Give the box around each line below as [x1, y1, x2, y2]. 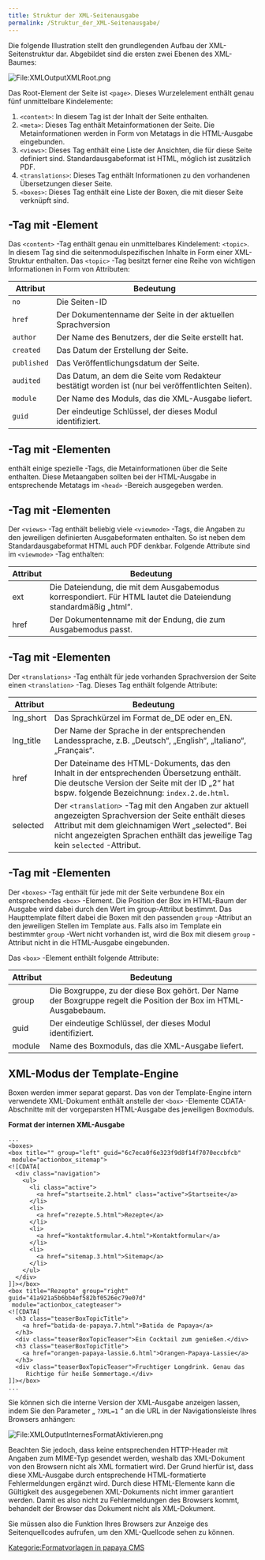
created [12, 346, 41, 355]
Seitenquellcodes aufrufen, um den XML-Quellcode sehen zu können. [8, 1528, 235, 1537]
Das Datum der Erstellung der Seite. [56, 345, 188, 356]
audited [12, 377, 41, 385]
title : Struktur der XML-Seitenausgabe [8, 11, 140, 20]
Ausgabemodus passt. [49, 624, 132, 635]
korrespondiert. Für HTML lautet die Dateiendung [49, 591, 232, 602]
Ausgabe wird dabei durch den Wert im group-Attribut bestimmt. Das [8, 904, 233, 913]
